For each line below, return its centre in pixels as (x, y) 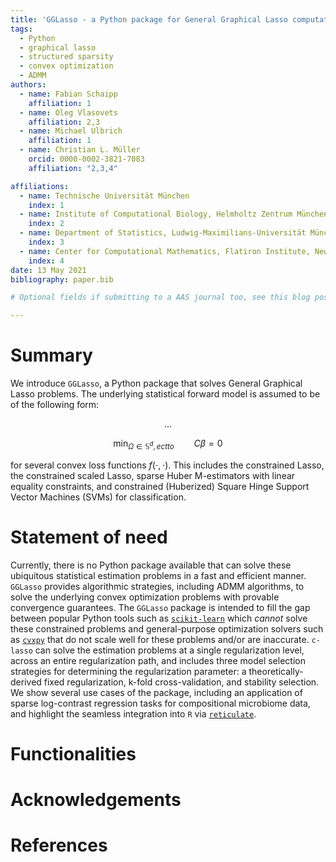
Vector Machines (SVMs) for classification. (98, 497)
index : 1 (46, 205)
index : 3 (46, 242)
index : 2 (46, 224)
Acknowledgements (96, 800)
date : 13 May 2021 (48, 270)
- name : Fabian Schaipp (68, 94)
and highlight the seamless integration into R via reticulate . (133, 713)
